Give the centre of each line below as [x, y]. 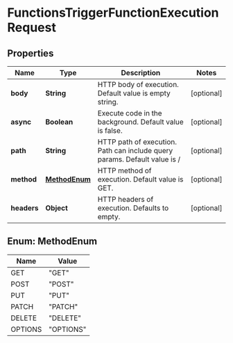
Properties [31, 53]
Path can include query [135, 151]
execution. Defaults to [133, 208]
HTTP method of [124, 170]
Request [32, 27]
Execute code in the [130, 113]
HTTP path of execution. [137, 142]
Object [57, 208]
